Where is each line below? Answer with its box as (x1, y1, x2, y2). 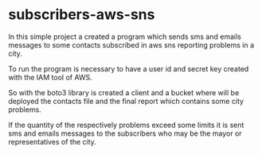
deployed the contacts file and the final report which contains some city (8, 96, 244, 106)
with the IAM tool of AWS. (8, 72, 93, 82)
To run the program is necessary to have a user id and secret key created (8, 64, 249, 73)
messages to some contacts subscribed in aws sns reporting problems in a (8, 40, 255, 49)
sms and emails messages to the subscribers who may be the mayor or (8, 129, 242, 138)
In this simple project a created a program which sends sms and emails (8, 32, 241, 41)
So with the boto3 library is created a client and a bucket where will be (8, 87, 240, 97)
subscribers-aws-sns (8, 6, 155, 24)
